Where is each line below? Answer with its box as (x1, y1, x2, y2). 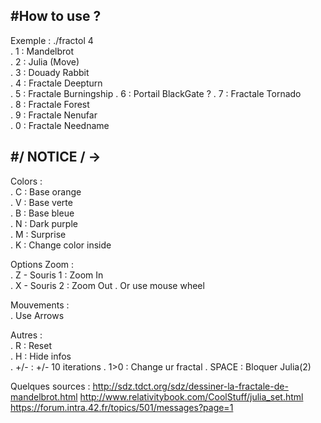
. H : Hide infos (10, 350, 72, 362)
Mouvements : (10, 299, 70, 311)
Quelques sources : (10, 380, 91, 392)
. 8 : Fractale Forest (10, 98, 90, 110)
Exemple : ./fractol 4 (10, 34, 94, 46)
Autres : (10, 329, 43, 341)
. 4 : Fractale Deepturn (10, 77, 103, 89)
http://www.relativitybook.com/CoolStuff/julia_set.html (79, 390, 304, 403)
